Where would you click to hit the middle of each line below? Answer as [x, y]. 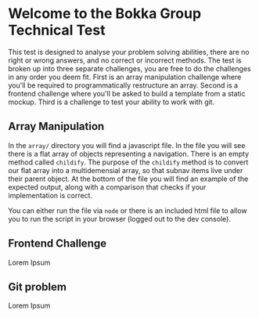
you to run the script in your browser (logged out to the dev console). [119, 219]
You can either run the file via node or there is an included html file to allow [128, 210]
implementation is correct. [50, 195]
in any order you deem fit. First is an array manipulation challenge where [125, 77]
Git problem [37, 287]
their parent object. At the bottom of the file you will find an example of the [128, 179]
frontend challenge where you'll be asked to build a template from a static [127, 93]
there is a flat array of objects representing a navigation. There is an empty [129, 154]
